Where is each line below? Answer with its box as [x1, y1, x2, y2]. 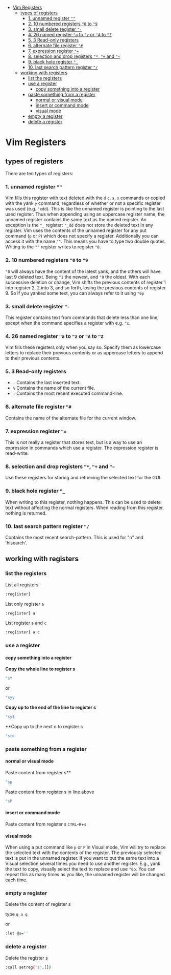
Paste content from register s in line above [5, 789, 94, 795]
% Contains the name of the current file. [12, 385, 95, 391]
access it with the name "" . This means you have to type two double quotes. [5, 238, 166, 245]
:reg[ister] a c [5, 630, 40, 635]
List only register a [5, 601, 44, 607]
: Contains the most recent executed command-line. [12, 390, 124, 396]
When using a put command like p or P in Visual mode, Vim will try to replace [5, 844, 166, 851]
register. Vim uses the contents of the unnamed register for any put [5, 227, 147, 234]
